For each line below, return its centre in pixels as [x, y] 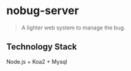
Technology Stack [42, 47]
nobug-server [43, 11]
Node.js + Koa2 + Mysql [37, 61]
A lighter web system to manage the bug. [73, 28]
